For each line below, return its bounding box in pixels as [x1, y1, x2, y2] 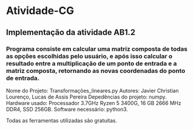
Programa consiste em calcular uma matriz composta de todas [6, 45, 188, 53]
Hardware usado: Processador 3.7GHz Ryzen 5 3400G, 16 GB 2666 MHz [6, 99, 181, 106]
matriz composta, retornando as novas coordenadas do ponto [6, 66, 185, 75]
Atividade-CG [6, 4, 74, 17]
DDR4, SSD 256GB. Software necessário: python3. [6, 106, 128, 113]
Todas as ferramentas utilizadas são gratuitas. [6, 117, 118, 124]
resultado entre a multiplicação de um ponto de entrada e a [6, 59, 177, 68]
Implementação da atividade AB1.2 [6, 27, 136, 37]
